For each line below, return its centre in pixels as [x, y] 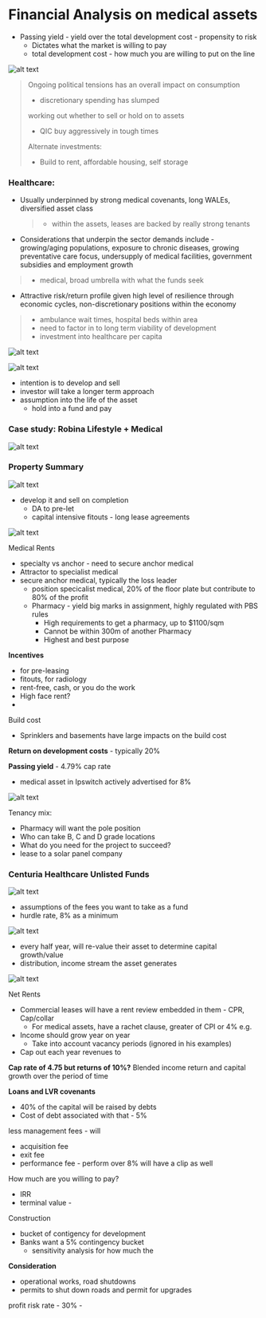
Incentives [26, 655]
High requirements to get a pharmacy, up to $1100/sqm [134, 622]
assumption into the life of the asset [78, 400]
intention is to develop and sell [70, 383]
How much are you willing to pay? [64, 1179]
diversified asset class [57, 208]
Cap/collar [37, 1018]
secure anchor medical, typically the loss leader [98, 580]
